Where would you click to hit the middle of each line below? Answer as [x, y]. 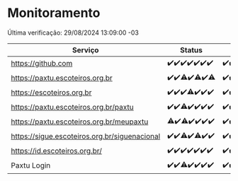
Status [192, 49]
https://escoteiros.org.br [51, 93]
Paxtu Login [31, 165]
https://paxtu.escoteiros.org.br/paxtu [73, 107]
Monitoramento [54, 13]
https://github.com [42, 64]
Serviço [85, 49]
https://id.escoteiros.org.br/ [57, 151]
